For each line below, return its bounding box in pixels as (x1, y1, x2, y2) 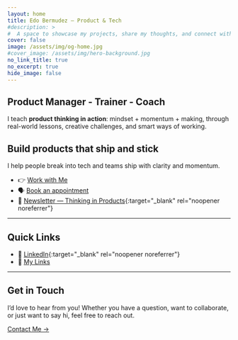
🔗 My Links (17, 257, 51, 266)
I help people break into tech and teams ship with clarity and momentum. (7, 161, 220, 170)
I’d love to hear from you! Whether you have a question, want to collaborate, (7, 303, 229, 312)
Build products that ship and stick (7, 142, 159, 154)
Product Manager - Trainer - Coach (7, 96, 166, 108)
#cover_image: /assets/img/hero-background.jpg (7, 50, 151, 57)
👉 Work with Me (17, 176, 68, 184)
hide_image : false (7, 69, 62, 76)
